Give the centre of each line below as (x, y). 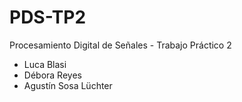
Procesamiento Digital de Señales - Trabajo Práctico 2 (120, 45)
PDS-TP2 (48, 17)
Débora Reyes (52, 75)
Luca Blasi (45, 64)
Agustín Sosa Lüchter (68, 85)
